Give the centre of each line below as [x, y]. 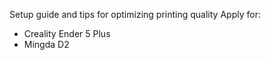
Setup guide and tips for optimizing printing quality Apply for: [135, 14]
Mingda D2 [46, 44]
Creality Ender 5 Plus [67, 33]
